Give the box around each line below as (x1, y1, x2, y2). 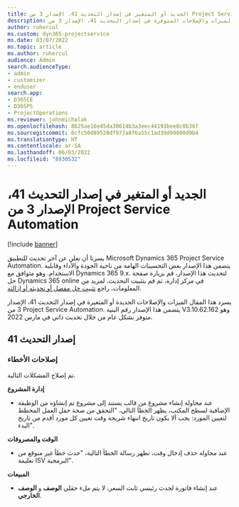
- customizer (7, 76, 46, 84)
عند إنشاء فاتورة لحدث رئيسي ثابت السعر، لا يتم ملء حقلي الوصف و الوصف (17, 484, 218, 492)
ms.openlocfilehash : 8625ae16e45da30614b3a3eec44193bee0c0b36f (7, 122, 199, 130)
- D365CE (7, 97, 33, 104)
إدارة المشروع (7, 384, 45, 393)
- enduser (7, 83, 37, 90)
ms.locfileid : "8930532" (7, 156, 81, 163)
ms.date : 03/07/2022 (7, 37, 69, 44)
